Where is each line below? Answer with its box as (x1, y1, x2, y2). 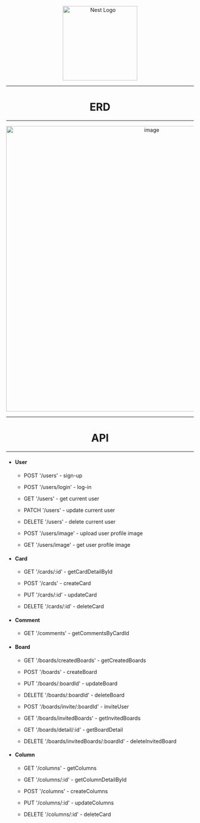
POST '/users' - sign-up (23, 472, 83, 479)
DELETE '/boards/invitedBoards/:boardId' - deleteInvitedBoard (23, 737, 177, 745)
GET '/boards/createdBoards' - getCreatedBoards (23, 657, 146, 664)
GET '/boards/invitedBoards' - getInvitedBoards (23, 714, 141, 722)
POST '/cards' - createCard (23, 580, 91, 587)
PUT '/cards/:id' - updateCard (23, 591, 97, 599)
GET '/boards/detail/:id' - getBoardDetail (23, 726, 123, 733)
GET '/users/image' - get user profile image (23, 542, 131, 549)
